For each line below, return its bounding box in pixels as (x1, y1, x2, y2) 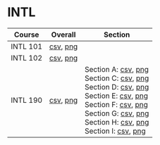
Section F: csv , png (84, 99, 148, 109)
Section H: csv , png (84, 117, 149, 127)
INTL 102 (11, 53, 43, 63)
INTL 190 (11, 95, 43, 105)
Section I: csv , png (84, 126, 146, 136)
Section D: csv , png (84, 82, 149, 92)
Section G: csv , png (84, 108, 149, 118)
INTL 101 (11, 42, 43, 51)
